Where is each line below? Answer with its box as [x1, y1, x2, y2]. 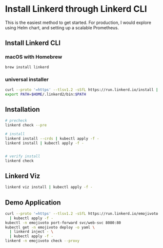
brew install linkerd [5, 64, 49, 69]
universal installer [5, 76, 49, 83]
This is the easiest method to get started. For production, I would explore [5, 20, 151, 25]
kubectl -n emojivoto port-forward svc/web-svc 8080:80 [5, 220, 121, 225]
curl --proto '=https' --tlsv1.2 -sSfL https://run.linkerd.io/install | [5, 87, 159, 92]
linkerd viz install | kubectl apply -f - [5, 185, 93, 190]
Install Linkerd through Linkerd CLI [5, 3, 147, 15]
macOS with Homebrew [5, 54, 62, 61]
